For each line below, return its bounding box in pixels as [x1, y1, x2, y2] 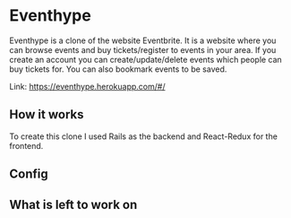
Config [9, 167, 48, 182]
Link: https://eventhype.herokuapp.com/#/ [9, 81, 166, 92]
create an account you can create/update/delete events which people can [9, 54, 282, 65]
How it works [9, 107, 84, 122]
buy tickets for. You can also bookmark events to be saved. [9, 64, 227, 74]
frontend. [9, 140, 44, 151]
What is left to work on [9, 196, 138, 212]
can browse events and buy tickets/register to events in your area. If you [9, 44, 277, 55]
